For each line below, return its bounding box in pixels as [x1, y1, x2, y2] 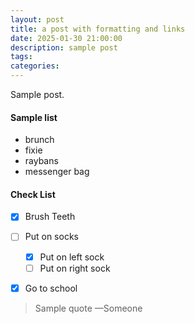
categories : [10, 61, 60, 71]
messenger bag [24, 166, 90, 178]
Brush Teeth [24, 211, 76, 223]
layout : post [10, 14, 65, 25]
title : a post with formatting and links [10, 24, 186, 34]
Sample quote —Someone [34, 302, 143, 314]
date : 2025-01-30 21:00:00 [10, 33, 123, 43]
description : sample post [10, 42, 118, 53]
